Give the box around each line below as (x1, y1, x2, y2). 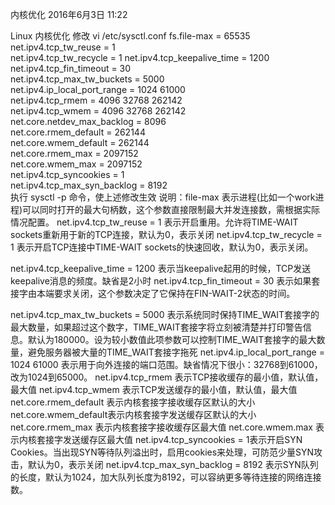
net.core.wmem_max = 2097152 (10, 158, 143, 170)
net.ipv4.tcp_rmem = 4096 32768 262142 (10, 94, 183, 106)
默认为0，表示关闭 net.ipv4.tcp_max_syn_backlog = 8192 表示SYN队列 (27, 459, 319, 470)
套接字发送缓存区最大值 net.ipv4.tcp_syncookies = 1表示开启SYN (36, 434, 303, 445)
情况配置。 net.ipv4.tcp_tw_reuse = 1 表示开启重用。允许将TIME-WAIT (10, 216, 299, 228)
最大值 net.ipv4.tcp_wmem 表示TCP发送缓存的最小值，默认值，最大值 (10, 384, 298, 395)
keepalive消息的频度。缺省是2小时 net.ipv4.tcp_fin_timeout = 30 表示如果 (10, 275, 312, 287)
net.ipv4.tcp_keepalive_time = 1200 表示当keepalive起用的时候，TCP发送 (10, 263, 312, 274)
